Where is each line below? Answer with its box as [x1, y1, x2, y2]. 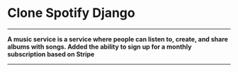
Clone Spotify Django [7, 5, 136, 21]
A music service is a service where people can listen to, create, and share [7, 35, 229, 43]
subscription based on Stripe [7, 49, 95, 58]
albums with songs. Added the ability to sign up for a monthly [7, 42, 192, 51]
